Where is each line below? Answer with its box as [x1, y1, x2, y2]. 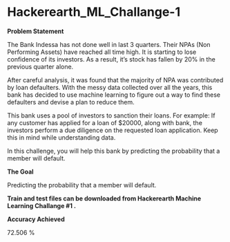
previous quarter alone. [7, 62, 74, 71]
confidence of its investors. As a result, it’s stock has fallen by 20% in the [7, 55, 215, 63]
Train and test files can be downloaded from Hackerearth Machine [7, 194, 202, 203]
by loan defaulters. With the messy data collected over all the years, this [7, 83, 213, 91]
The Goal [7, 167, 34, 176]
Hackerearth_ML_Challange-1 [7, 4, 181, 20]
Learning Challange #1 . [7, 201, 76, 210]
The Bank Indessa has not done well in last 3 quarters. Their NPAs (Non [7, 40, 211, 48]
